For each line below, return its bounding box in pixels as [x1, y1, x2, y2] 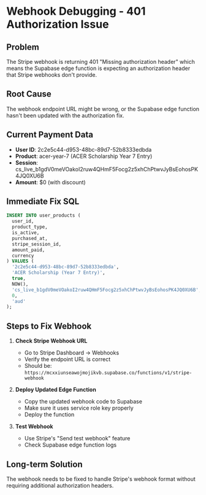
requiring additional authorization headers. [6, 481, 114, 489]
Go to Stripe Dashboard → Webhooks [24, 349, 120, 357]
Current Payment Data [6, 130, 94, 140]
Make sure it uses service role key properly [24, 404, 134, 412]
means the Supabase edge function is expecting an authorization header [6, 64, 191, 72]
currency [12, 252, 34, 259]
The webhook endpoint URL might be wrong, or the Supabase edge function [6, 105, 200, 112]
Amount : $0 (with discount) [15, 178, 86, 185]
